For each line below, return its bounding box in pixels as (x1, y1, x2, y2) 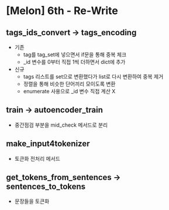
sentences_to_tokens (6, 182, 86, 192)
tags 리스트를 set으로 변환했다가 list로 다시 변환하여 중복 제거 (23, 73, 164, 80)
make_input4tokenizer (6, 139, 90, 149)
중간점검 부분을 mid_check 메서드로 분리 (14, 121, 108, 128)
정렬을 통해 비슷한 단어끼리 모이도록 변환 (23, 80, 116, 87)
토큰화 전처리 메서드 (14, 155, 60, 162)
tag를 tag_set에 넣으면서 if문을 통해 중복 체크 (23, 51, 127, 58)
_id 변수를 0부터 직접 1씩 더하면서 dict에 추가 (23, 59, 126, 65)
